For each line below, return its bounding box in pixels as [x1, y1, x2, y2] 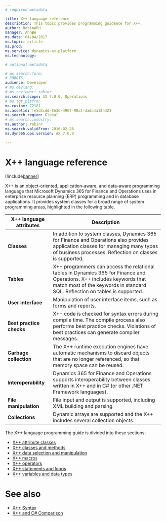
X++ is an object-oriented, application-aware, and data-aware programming [5, 183, 160, 189]
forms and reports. [52, 302, 96, 309]
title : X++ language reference [5, 16, 70, 21]
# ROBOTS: [5, 75, 26, 81]
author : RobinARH [5, 25, 41, 30]
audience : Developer [5, 80, 48, 85]
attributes [16, 222, 40, 229]
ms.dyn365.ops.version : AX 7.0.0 [5, 131, 74, 136]
